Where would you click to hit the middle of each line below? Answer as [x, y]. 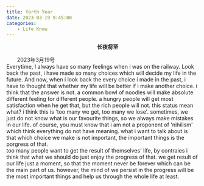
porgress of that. [27, 144]
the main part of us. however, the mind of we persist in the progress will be [100, 170]
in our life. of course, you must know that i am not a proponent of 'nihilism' [100, 125]
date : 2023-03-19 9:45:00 [39, 18]
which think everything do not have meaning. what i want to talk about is [97, 131]
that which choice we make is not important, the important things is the [95, 138]
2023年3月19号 [36, 60]
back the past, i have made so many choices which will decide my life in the [101, 73]
